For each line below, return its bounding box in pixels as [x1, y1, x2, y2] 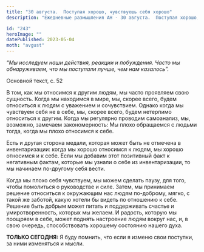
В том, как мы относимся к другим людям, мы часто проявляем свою [6, 89, 189, 96]
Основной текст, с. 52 [6, 77, 63, 84]
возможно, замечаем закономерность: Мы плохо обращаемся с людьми [6, 121, 197, 128]
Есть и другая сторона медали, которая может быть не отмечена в [6, 139, 181, 146]
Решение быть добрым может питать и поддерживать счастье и [6, 202, 174, 210]
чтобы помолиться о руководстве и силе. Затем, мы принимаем [6, 183, 174, 190]
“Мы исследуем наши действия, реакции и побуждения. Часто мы [6, 59, 180, 66]
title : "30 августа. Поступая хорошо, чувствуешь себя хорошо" [6, 8, 172, 15]
